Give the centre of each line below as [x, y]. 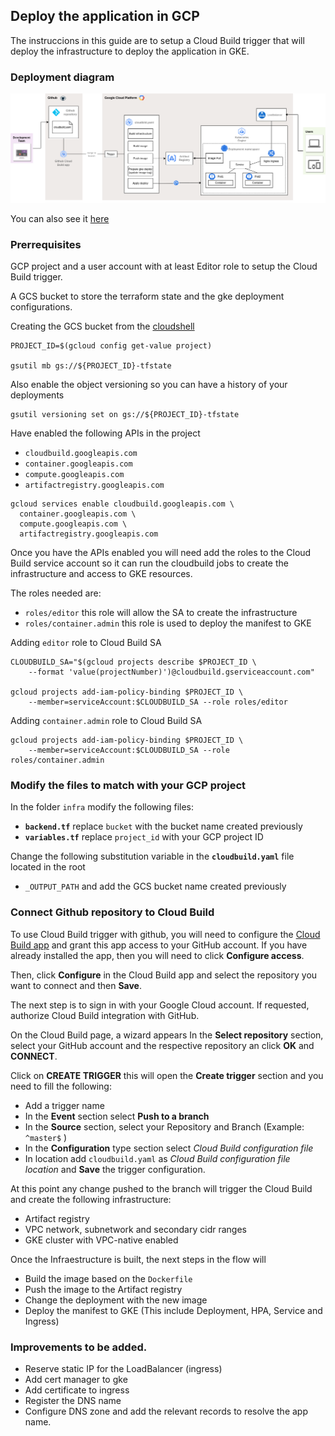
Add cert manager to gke [76, 1380]
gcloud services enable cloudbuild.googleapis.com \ [122, 504]
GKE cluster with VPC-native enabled [101, 1240]
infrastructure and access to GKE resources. [101, 574]
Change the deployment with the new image [116, 1300]
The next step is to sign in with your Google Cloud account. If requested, [160, 1005]
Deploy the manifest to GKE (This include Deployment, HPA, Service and [173, 1310]
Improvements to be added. [79, 1347]
